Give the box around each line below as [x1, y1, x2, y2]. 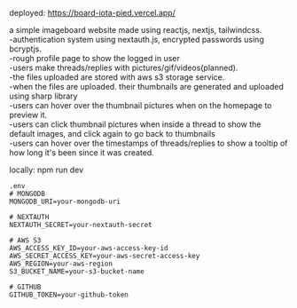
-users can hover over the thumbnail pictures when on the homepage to [9, 100, 272, 110]
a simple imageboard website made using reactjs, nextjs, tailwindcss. [9, 25, 262, 35]
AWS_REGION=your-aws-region [9, 259, 113, 268]
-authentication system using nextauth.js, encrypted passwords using [9, 35, 264, 44]
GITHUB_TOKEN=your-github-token [9, 290, 129, 299]
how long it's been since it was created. [9, 147, 155, 158]
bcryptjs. [9, 43, 43, 54]
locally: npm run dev [9, 164, 84, 175]
